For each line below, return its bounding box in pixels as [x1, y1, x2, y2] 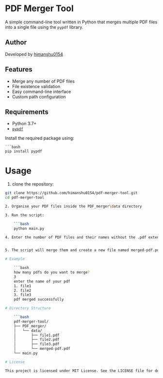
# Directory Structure [5, 306, 51, 311]
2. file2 [14, 288, 32, 293]
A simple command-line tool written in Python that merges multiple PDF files [5, 19, 158, 25]
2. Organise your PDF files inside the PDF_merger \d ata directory [5, 204, 142, 209]
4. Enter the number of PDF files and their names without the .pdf [5, 234, 147, 240]
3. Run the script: [5, 213, 45, 217]
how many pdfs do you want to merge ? [14, 270, 90, 275]
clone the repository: [12, 181, 54, 187]
